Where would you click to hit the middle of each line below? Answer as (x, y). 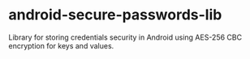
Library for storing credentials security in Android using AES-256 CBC (125, 37)
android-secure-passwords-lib (115, 15)
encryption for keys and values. (61, 45)
